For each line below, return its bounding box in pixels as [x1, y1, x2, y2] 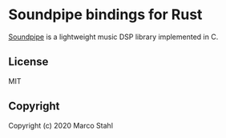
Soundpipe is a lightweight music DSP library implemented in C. [8, 32, 219, 41]
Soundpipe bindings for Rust [8, 6, 203, 24]
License [8, 55, 49, 69]
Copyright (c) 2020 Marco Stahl [8, 120, 114, 130]
